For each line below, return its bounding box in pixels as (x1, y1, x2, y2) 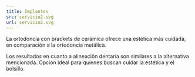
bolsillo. (6, 65, 25, 72)
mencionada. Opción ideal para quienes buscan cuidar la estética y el (6, 59, 174, 66)
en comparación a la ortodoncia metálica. (6, 41, 107, 48)
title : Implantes (6, 8, 49, 15)
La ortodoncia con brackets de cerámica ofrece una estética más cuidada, (6, 36, 186, 43)
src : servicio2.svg (6, 14, 54, 20)
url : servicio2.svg (6, 19, 54, 25)
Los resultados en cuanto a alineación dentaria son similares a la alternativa (6, 53, 189, 60)
